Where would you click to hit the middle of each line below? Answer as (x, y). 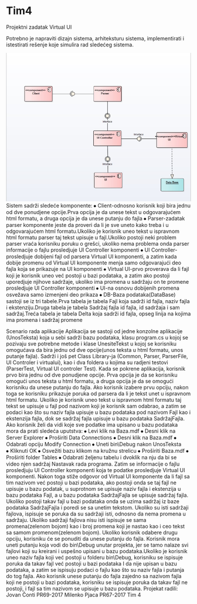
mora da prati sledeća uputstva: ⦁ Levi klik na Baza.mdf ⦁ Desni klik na (91, 431)
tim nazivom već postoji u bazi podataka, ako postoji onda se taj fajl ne (91, 483)
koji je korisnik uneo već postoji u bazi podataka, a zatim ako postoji (88, 275)
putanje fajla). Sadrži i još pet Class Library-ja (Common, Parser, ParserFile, (97, 356)
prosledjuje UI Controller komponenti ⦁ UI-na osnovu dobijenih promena (93, 288)
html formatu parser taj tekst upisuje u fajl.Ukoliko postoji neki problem (91, 237)
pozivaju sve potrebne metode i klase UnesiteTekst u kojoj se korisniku (91, 344)
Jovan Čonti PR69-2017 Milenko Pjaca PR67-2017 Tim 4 (74, 595)
